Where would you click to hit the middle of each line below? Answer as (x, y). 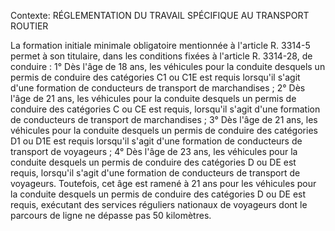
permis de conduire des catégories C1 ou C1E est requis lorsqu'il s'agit (155, 77)
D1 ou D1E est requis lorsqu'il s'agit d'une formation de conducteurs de (156, 141)
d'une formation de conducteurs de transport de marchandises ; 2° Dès (158, 88)
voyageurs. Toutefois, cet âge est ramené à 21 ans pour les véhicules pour (163, 183)
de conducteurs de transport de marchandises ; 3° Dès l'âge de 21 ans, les (164, 119)
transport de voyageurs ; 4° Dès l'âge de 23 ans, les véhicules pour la (154, 151)
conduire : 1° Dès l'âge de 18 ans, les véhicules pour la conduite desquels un (168, 66)
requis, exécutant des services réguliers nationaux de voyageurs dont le (159, 204)
